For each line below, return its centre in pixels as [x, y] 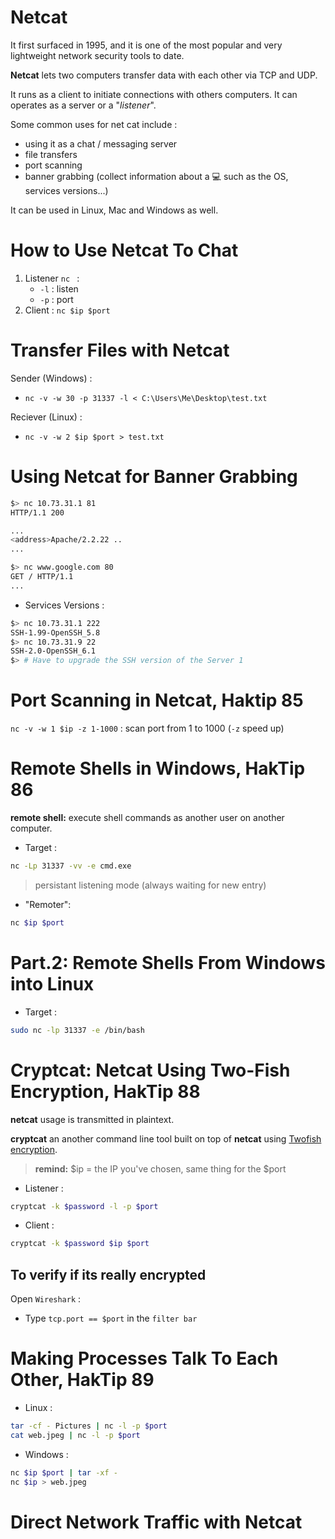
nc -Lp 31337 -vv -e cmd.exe [71, 866]
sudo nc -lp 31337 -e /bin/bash [77, 1030]
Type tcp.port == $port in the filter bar [111, 1318]
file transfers [51, 154]
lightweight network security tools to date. [97, 55]
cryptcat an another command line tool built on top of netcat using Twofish [166, 1138]
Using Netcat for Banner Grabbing [154, 477]
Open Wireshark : [46, 1299]
